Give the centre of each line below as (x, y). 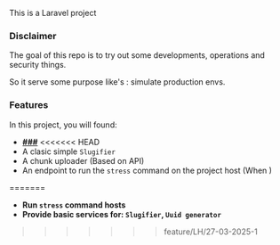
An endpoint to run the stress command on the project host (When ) (147, 170)
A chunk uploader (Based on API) (83, 160)
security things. (38, 65)
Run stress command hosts (74, 205)
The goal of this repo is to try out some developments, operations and (137, 55)
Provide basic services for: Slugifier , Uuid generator (122, 214)
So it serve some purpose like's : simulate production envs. (117, 82)
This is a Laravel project (53, 13)
